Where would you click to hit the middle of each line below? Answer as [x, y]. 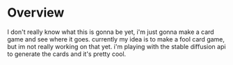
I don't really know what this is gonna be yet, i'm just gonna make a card [111, 32]
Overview [36, 13]
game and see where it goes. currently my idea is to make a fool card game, [116, 39]
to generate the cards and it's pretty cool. [67, 54]
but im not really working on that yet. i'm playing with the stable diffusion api [116, 46]
